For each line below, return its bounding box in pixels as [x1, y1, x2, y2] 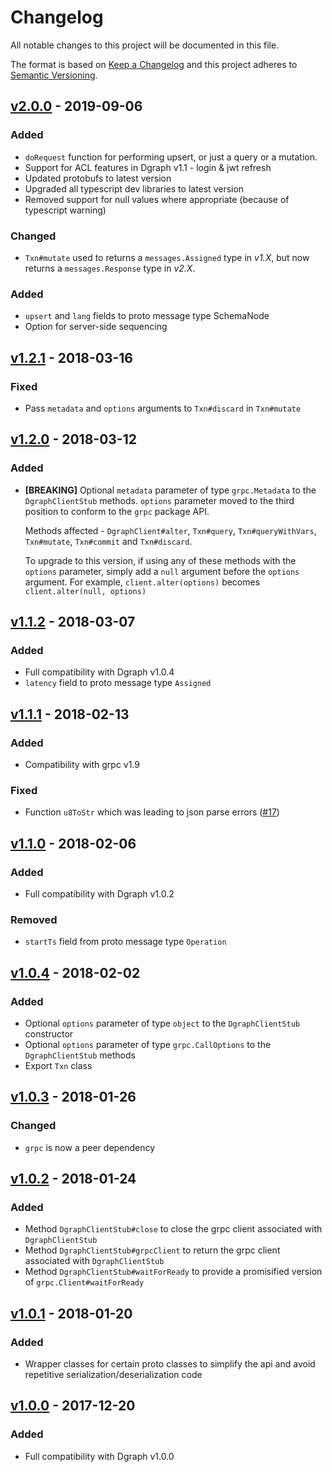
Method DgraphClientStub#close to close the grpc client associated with [24, 1223, 323, 1235]
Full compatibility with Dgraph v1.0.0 [24, 1450, 175, 1462]
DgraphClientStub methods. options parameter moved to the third [24, 494, 295, 506]
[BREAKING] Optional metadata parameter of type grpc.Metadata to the [24, 484, 317, 496]
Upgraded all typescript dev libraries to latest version [24, 182, 245, 195]
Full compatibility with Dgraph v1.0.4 [24, 666, 175, 678]
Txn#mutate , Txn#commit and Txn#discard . [24, 535, 193, 547]
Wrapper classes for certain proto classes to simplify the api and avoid [24, 1358, 316, 1370]
